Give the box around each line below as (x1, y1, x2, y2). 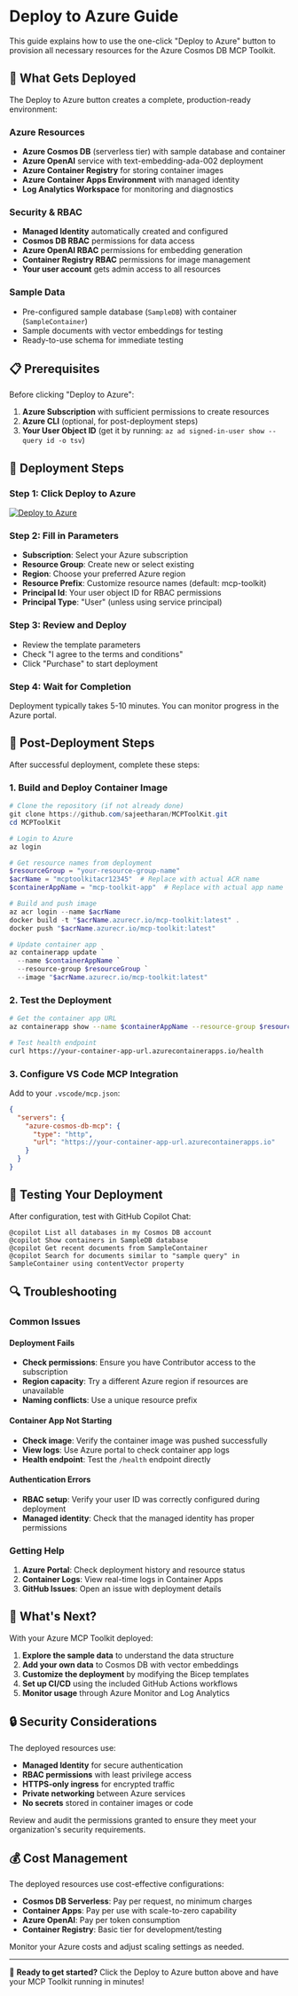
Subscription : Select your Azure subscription (21, 550, 189, 560)
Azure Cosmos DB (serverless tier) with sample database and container (21, 147, 286, 157)
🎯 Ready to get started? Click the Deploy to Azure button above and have (9, 1967, 279, 1977)
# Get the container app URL (9, 1014, 117, 1023)
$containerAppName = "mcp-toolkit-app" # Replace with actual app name (9, 883, 284, 892)
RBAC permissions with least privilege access (21, 1769, 192, 1779)
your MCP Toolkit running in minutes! (9, 1976, 145, 1987)
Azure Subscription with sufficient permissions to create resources (21, 407, 270, 417)
